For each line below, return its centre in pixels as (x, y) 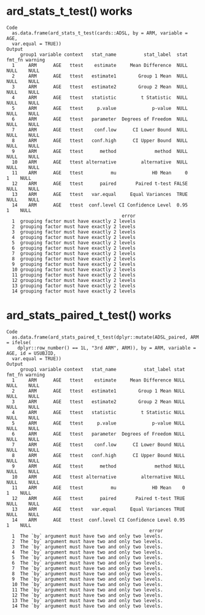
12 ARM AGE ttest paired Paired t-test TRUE (99, 498)
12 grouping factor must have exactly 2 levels (74, 280)
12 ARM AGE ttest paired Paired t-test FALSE (100, 183)
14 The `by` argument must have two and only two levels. (88, 606)
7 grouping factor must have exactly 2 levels (74, 253)
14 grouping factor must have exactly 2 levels (74, 291)
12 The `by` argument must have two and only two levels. (88, 595)
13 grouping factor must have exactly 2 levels (74, 286)
